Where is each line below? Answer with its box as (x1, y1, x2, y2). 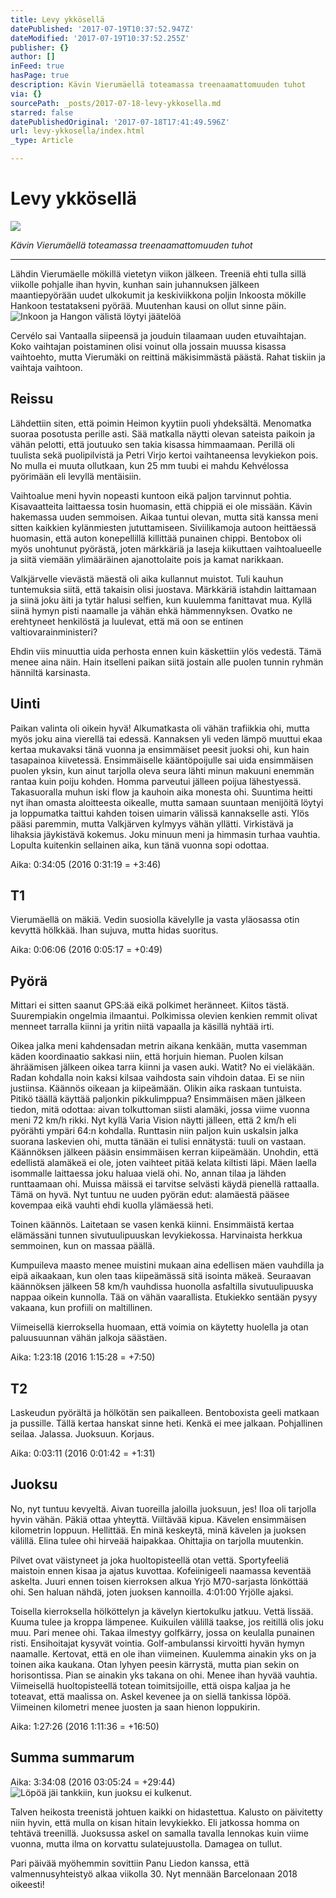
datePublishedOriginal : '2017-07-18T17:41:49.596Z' (10, 117, 230, 127)
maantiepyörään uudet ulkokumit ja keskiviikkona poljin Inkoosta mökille (10, 289, 307, 301)
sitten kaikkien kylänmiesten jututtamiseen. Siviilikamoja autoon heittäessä (10, 521, 317, 533)
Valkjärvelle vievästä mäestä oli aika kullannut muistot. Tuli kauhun (10, 572, 284, 585)
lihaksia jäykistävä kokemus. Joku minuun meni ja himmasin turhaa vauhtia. (10, 828, 321, 840)
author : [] (10, 52, 56, 62)
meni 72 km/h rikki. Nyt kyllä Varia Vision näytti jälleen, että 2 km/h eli (10, 1114, 297, 1126)
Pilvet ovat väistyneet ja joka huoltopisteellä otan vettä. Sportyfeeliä (10, 1554, 290, 1566)
